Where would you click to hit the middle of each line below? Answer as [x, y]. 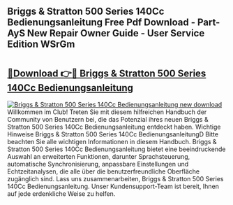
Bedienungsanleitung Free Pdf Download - [101, 23]
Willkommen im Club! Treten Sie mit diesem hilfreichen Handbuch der [107, 112]
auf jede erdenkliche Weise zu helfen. [61, 194]
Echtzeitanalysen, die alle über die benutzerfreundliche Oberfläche [104, 171]
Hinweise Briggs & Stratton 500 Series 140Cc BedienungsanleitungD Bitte [113, 134]
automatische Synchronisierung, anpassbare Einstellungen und [98, 164]
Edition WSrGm [41, 44]
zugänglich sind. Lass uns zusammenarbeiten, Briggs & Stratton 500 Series [115, 179]
